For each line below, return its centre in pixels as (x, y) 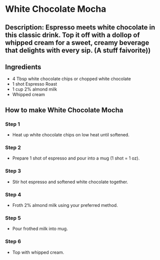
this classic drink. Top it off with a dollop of (73, 35)
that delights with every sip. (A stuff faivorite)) (78, 50)
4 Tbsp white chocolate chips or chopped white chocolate (72, 79)
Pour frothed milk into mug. (40, 229)
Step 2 (13, 147)
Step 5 (13, 218)
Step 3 (13, 171)
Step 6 (13, 241)
